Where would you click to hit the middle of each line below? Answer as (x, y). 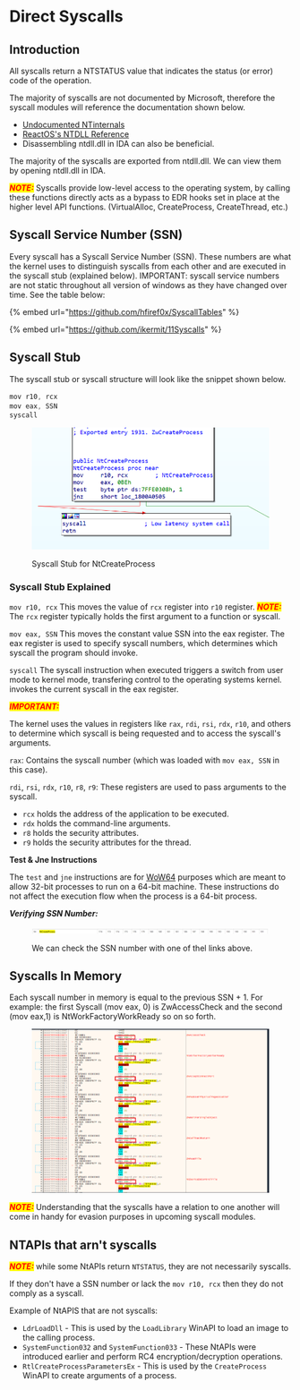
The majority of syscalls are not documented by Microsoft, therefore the (142, 98)
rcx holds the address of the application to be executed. (126, 814)
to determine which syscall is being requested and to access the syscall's (145, 733)
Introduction (45, 50)
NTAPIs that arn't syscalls (83, 1245)
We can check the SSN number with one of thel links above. (142, 948)
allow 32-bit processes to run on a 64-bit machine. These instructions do (144, 886)
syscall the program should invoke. (74, 652)
